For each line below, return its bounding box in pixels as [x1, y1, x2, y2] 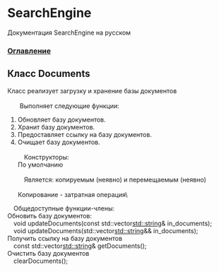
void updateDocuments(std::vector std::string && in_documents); [13, 226, 199, 235]
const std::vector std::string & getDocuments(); [13, 242, 147, 250]
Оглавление [7, 46, 52, 56]
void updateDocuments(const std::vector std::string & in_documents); [13, 219, 213, 227]
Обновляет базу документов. [17, 115, 106, 124]
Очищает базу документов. [17, 138, 100, 146]
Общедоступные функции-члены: [13, 203, 115, 213]
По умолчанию [17, 160, 64, 169]
